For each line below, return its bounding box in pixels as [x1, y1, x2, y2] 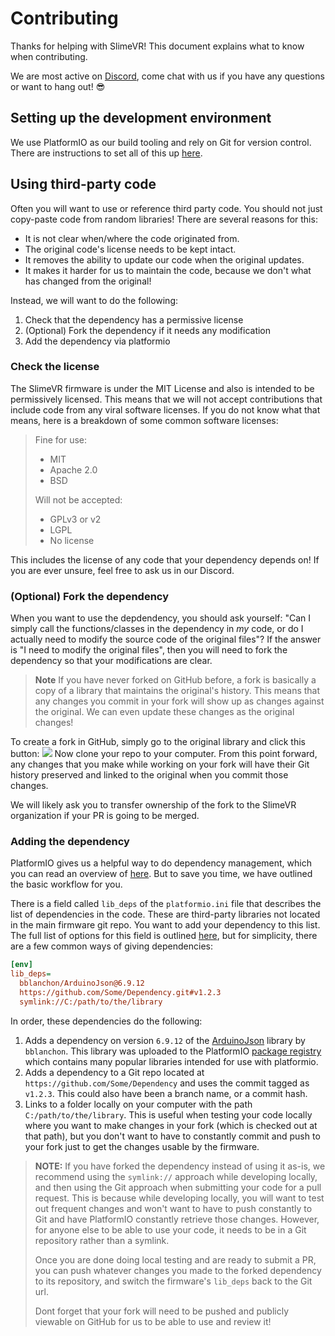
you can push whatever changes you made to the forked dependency [34, 1264, 322, 1276]
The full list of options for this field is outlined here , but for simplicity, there [10, 930, 318, 942]
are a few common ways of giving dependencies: [10, 940, 213, 952]
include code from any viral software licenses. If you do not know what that [10, 403, 321, 416]
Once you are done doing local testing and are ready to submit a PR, [34, 1253, 317, 1266]
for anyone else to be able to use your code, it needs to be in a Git [34, 1223, 307, 1236]
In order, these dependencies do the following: [10, 1015, 203, 1027]
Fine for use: [34, 433, 88, 446]
